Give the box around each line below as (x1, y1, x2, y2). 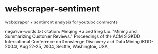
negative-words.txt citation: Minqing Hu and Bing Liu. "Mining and (5, 28, 137, 34)
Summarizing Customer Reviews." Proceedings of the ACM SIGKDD (5, 33, 140, 39)
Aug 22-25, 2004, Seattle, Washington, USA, (19, 43, 109, 49)
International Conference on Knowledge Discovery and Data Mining (5, 38, 140, 44)
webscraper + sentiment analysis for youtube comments (5, 19, 118, 25)
